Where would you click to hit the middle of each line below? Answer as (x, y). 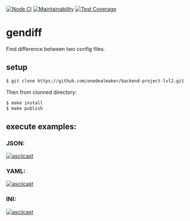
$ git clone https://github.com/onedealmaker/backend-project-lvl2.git (95, 81)
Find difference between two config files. (56, 49)
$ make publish (25, 108)
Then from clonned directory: (42, 92)
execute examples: (42, 126)
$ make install (25, 103)
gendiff (24, 33)
